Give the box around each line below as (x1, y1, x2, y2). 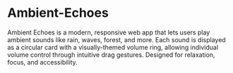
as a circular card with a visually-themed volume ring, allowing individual (7, 43, 219, 51)
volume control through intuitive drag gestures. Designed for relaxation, (7, 51, 215, 59)
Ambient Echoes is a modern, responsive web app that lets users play (7, 28, 210, 36)
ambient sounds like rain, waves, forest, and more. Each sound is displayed (7, 35, 226, 44)
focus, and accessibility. (7, 58, 78, 66)
